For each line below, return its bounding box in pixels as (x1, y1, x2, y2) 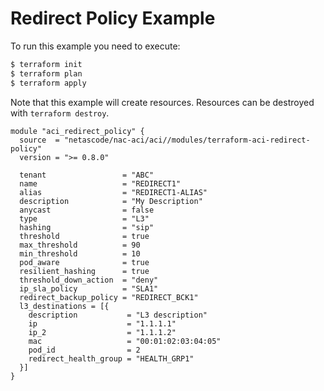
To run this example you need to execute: (10, 40, 181, 52)
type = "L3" (19, 213, 150, 224)
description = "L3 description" (28, 310, 208, 320)
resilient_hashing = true (19, 266, 150, 276)
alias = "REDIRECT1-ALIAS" (19, 187, 208, 197)
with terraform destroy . (10, 107, 110, 119)
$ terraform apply (10, 78, 87, 88)
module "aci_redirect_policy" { (10, 126, 145, 136)
